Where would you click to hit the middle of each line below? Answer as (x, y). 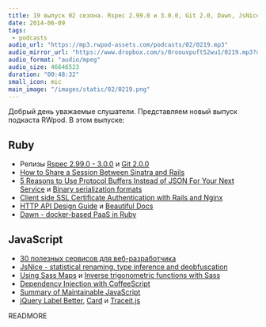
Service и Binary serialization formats (81, 189)
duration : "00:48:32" (44, 74)
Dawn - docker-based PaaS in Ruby (78, 215)
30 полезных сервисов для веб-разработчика (98, 259)
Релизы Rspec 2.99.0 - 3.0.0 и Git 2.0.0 (84, 164)
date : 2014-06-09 (37, 23)
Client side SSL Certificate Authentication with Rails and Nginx (121, 198)
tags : (17, 30)
